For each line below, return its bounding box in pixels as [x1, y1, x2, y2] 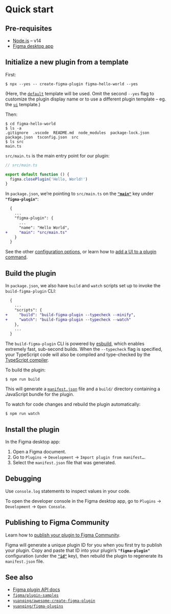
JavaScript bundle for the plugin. [5, 391, 75, 398]
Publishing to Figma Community [5, 518, 110, 527]
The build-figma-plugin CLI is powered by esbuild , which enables [5, 341, 144, 347]
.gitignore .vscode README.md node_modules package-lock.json [5, 130, 150, 135]
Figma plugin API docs [12, 586, 60, 593]
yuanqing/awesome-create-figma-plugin [12, 599, 95, 604]
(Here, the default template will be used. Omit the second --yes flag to [5, 90, 154, 96]
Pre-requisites [5, 24, 52, 33]
